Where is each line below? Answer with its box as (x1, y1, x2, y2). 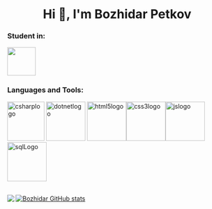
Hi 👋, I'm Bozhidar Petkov (43, 6, 192, 22)
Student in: (7, 31, 46, 41)
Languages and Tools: (7, 85, 84, 95)
